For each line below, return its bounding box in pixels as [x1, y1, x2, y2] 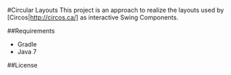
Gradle [17, 40, 37, 48]
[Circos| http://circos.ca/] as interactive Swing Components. [7, 13, 179, 22]
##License [7, 61, 38, 69]
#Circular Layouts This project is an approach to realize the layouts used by [7, 6, 225, 14]
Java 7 [17, 48, 37, 56]
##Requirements [7, 27, 55, 35]
